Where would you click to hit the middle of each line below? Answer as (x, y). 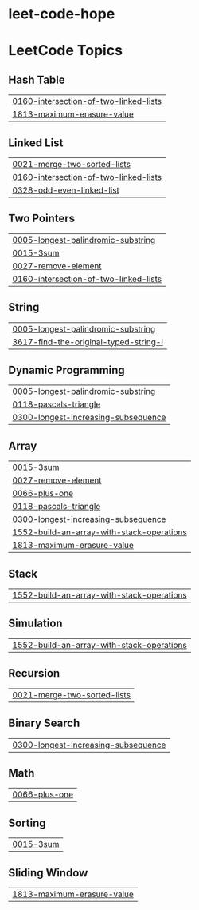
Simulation (35, 624)
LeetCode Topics (66, 51)
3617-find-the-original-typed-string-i (88, 342)
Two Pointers (42, 219)
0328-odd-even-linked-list (66, 190)
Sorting (27, 823)
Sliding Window (48, 873)
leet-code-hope (62, 14)
